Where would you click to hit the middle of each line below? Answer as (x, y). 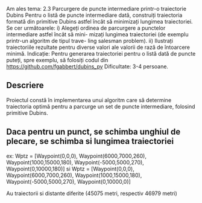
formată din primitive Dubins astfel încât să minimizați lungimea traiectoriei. (99, 21)
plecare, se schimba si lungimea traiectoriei (90, 141)
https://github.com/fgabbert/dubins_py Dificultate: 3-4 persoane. (87, 66)
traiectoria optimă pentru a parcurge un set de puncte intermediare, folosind (101, 106)
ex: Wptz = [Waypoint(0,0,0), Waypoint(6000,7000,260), (76, 156)
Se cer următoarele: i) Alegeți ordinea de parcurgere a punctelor (86, 28)
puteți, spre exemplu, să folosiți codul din (57, 60)
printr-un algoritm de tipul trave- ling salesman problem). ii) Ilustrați (90, 41)
